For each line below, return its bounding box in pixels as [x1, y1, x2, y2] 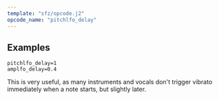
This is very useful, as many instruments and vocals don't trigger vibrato [7, 78, 213, 86]
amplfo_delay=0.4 [7, 66, 57, 73]
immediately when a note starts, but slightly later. [7, 85, 147, 93]
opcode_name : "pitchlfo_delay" [7, 16, 97, 23]
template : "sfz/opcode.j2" [7, 10, 85, 17]
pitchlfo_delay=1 [7, 60, 57, 67]
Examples [7, 42, 50, 53]
